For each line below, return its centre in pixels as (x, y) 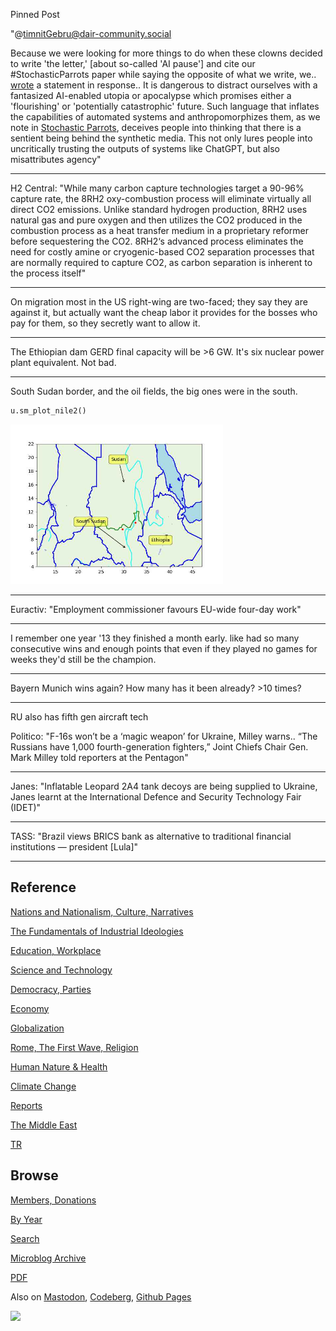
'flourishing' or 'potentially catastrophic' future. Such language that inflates (165, 106)
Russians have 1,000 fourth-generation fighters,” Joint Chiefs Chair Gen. (159, 746)
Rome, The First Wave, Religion (74, 1047)
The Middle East (44, 1125)
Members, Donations (53, 1200)
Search (25, 1238)
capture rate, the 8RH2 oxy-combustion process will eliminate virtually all (161, 198)
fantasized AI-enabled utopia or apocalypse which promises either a (151, 95)
